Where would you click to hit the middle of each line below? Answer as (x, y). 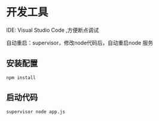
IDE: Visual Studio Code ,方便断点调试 (53, 30)
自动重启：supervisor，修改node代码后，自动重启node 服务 (80, 43)
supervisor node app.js (36, 111)
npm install (21, 78)
